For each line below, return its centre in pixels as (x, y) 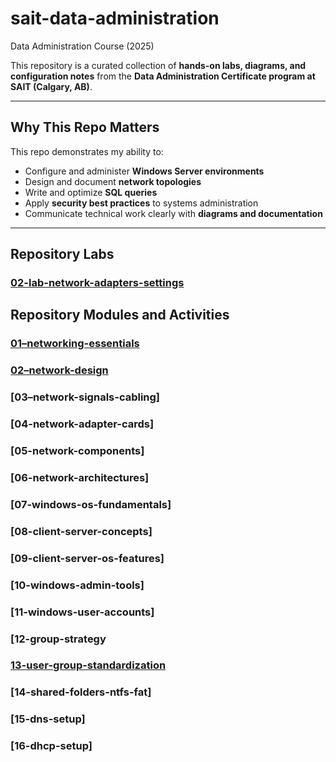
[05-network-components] (77, 451)
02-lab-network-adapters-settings (97, 283)
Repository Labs (62, 254)
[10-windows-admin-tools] (77, 585)
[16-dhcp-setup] (51, 746)
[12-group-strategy (58, 639)
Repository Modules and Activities (120, 315)
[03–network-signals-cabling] (85, 397)
